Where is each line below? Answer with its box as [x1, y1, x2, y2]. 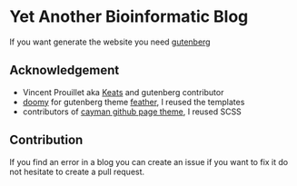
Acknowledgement [9, 63, 120, 78]
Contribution [9, 132, 84, 148]
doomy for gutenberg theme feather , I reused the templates [22, 96, 245, 107]
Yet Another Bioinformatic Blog [9, 6, 249, 27]
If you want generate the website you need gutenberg [9, 36, 211, 47]
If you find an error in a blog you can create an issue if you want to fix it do [9, 156, 289, 167]
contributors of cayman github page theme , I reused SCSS [22, 106, 243, 117]
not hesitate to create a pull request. [9, 166, 145, 177]
